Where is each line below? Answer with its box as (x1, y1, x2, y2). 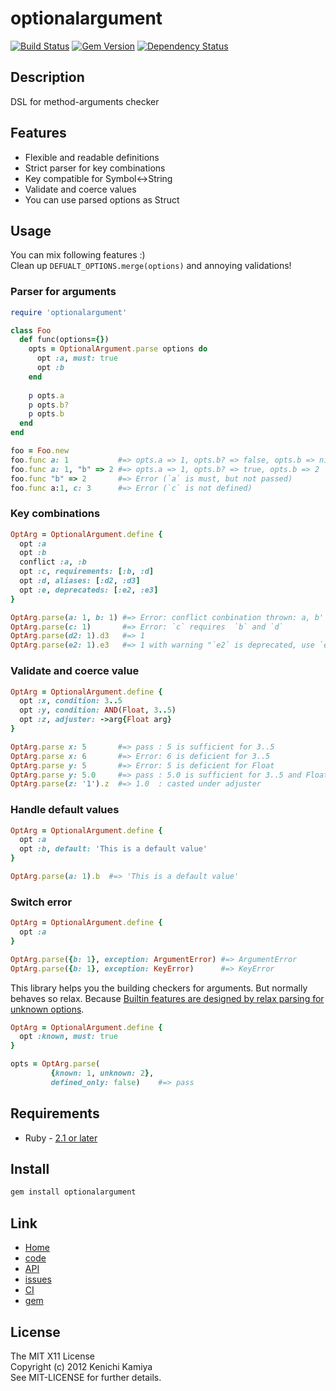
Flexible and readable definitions (24, 151, 160, 163)
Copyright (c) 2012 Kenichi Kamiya (10, 1360, 153, 1372)
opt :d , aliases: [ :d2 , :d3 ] (19, 576, 141, 586)
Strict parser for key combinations (24, 162, 166, 174)
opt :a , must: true (36, 353, 118, 364)
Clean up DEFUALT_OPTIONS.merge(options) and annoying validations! (10, 260, 292, 272)
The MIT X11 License (10, 1350, 95, 1362)
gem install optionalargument (10, 1187, 137, 1197)
